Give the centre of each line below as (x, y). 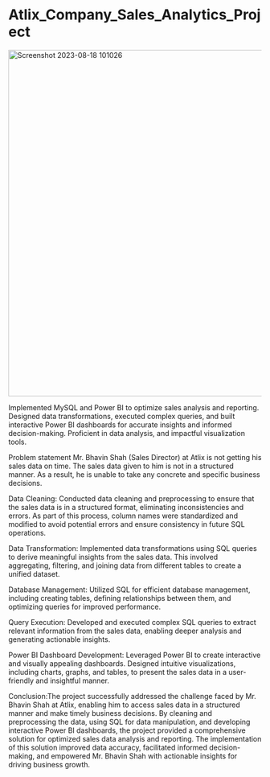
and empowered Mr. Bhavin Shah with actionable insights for (137, 756)
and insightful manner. (73, 680)
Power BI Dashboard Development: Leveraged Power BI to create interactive (135, 655)
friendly (21, 680)
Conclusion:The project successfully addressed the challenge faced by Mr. (133, 696)
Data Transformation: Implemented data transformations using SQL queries (133, 548)
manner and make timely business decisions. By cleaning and (110, 713)
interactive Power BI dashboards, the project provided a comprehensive (127, 730)
